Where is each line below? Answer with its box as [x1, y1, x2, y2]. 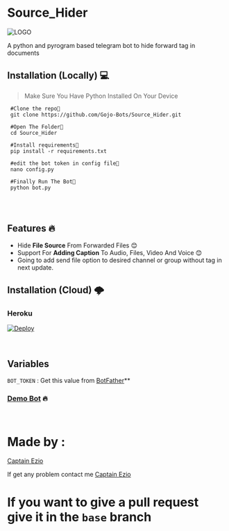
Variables [7, 358, 50, 370]
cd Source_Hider [10, 129, 58, 136]
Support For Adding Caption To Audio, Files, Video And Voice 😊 [17, 248, 203, 256]
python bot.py [10, 184, 51, 191]
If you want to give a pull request [7, 495, 199, 510]
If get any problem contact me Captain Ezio [7, 471, 131, 479]
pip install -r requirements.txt [10, 147, 108, 154]
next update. [17, 263, 54, 272]
